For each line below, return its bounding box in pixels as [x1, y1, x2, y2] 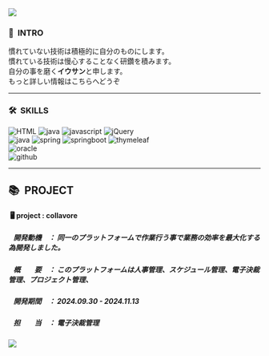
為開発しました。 [8, 243, 65, 253]
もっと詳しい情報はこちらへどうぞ [8, 76, 121, 87]
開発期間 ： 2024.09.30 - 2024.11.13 [13, 296, 140, 305]
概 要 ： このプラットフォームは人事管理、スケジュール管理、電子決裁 [13, 265, 260, 274]
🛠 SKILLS [8, 105, 50, 116]
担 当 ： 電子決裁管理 [13, 318, 100, 328]
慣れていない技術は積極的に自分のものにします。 [8, 47, 170, 56]
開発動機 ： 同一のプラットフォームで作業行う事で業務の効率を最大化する [13, 233, 260, 243]
